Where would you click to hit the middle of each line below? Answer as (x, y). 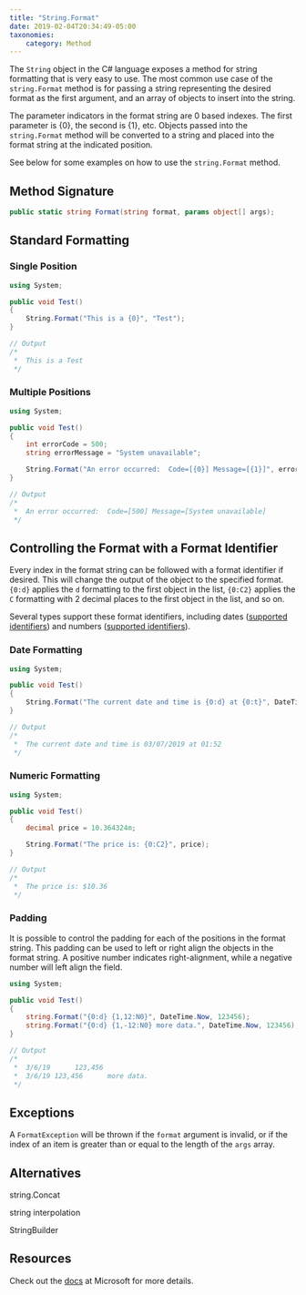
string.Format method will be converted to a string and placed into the (142, 135)
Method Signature (62, 191)
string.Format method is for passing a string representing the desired (140, 88)
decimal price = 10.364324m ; (81, 828)
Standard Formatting (70, 241)
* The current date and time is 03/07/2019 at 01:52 (117, 744)
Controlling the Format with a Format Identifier (144, 548)
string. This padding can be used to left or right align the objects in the (142, 947)
